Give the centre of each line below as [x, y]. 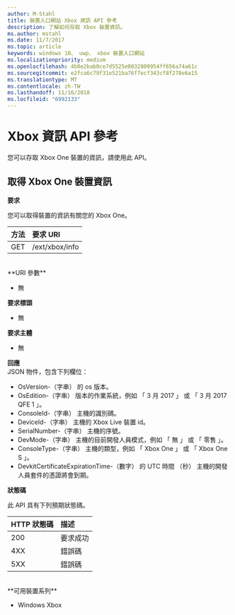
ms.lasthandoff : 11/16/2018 [49, 93]
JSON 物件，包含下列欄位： [48, 371]
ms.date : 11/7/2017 [36, 40]
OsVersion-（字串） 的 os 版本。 [65, 387]
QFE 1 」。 [31, 404]
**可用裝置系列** [33, 590]
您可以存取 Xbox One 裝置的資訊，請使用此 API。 [79, 157]
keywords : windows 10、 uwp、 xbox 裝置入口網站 [76, 54]
